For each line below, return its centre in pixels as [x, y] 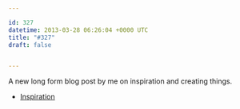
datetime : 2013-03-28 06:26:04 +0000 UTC [78, 30]
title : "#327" [32, 37]
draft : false [30, 45]
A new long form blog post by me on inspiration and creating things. [120, 81]
